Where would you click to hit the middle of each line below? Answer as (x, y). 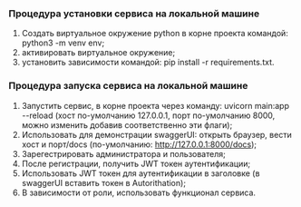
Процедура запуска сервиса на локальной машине (128, 86)
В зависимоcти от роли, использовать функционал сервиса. (138, 192)
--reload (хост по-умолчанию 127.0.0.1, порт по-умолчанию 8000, (148, 115)
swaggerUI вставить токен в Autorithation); (104, 182)
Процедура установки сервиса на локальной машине (134, 14)
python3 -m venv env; (63, 43)
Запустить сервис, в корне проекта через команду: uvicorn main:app (155, 105)
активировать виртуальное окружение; (98, 53)
